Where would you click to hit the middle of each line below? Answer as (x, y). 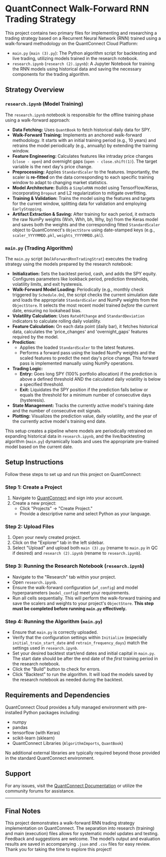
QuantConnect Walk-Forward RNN (77, 9)
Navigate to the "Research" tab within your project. (64, 577)
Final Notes (23, 811)
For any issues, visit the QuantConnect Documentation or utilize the (74, 786)
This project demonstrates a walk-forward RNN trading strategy (70, 823)
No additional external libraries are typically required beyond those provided (83, 753)
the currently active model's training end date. (59, 421)
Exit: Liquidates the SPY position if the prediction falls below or (84, 390)
